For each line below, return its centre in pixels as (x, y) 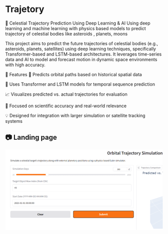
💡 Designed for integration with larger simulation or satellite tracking (75, 115)
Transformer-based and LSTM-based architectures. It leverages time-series (83, 54)
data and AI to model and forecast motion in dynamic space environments (81, 59)
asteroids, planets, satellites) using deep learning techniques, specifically (81, 49)
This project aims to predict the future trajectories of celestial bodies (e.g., (82, 43)
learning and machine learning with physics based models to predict (75, 28)
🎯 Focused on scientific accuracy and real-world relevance (66, 106)
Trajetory (25, 9)
